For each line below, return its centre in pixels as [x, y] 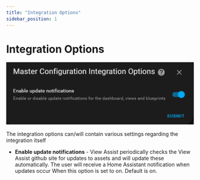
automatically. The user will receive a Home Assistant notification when [102, 165]
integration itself [26, 140]
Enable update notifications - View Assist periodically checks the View [102, 151]
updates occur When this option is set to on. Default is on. [86, 170]
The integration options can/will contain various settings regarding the [92, 134]
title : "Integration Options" [44, 13]
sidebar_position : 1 [32, 19]
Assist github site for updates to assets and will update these [90, 158]
